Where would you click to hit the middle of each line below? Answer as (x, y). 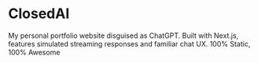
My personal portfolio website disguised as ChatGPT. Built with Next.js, (123, 35)
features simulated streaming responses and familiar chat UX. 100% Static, (129, 43)
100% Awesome (34, 52)
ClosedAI (39, 14)
